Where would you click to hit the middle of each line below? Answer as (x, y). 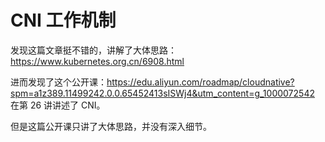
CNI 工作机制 (63, 20)
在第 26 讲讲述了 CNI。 (58, 105)
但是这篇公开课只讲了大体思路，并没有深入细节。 (111, 126)
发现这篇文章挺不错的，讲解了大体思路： (93, 50)
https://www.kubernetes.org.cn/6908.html (97, 61)
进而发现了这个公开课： (58, 82)
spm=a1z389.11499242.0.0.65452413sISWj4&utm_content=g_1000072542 (162, 93)
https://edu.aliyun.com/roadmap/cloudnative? (200, 82)
